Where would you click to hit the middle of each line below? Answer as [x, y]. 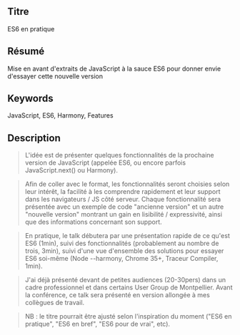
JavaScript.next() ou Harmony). [71, 170]
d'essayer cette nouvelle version [55, 76]
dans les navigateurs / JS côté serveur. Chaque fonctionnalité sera [123, 200]
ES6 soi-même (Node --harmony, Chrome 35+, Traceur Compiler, [121, 259]
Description [34, 138]
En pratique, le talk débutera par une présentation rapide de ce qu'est [127, 236]
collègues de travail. [55, 303]
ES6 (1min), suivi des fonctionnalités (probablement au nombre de [122, 243]
